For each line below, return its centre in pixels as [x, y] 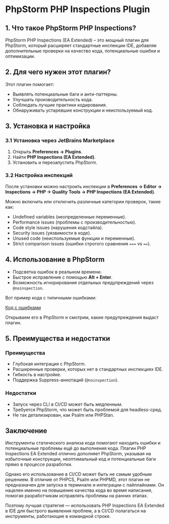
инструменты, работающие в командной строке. [58, 516]
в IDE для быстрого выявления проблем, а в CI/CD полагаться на [76, 511]
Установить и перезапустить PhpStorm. [55, 162]
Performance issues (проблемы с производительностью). [74, 222]
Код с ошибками [23, 308]
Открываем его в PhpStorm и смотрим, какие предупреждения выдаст [82, 317]
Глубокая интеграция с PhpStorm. [49, 364]
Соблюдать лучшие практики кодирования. [60, 105]
